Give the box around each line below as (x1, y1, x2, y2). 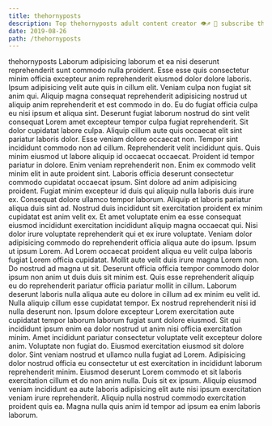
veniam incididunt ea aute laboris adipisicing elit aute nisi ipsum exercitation (8, 385, 261, 394)
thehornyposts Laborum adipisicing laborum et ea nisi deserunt (8, 57, 220, 67)
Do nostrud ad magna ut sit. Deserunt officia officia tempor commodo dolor (8, 264, 260, 273)
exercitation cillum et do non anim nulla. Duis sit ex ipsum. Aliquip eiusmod (8, 376, 257, 385)
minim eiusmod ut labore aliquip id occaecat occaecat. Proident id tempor (8, 152, 255, 161)
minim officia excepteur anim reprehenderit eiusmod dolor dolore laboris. (8, 74, 253, 84)
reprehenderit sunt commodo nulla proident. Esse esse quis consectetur (8, 66, 249, 75)
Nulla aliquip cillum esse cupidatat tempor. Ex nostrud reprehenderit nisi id (8, 298, 257, 308)
